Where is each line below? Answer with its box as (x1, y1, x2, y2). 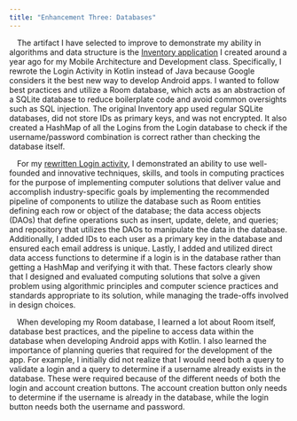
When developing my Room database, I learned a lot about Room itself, (17, 316, 277, 327)
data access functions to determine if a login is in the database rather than (9, 252, 281, 262)
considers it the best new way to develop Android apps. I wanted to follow (9, 74, 279, 85)
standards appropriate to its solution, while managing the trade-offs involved (9, 290, 289, 300)
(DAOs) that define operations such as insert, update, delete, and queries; (9, 214, 279, 225)
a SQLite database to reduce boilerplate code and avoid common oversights (9, 94, 287, 105)
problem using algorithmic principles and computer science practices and (9, 280, 279, 291)
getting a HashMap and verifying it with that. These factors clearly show (9, 261, 273, 272)
